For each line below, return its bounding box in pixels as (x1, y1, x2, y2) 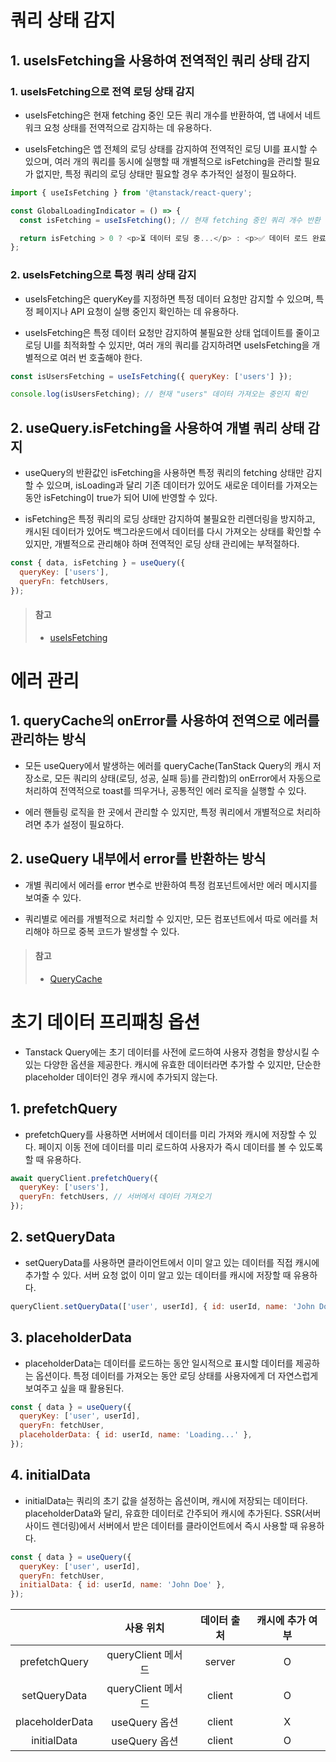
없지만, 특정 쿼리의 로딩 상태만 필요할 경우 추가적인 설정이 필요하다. (35, 167, 297, 180)
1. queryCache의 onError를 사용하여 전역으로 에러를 (10, 712, 320, 730)
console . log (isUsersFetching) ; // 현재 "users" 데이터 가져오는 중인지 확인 (10, 389, 308, 400)
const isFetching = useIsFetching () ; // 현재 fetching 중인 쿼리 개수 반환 (19, 215, 322, 225)
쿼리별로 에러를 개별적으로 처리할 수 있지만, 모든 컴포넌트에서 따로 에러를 (24, 912, 308, 925)
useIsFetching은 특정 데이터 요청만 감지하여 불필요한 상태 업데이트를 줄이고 (24, 326, 320, 338)
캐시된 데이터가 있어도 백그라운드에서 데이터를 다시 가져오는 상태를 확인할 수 (24, 526, 322, 538)
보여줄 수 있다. (24, 891, 82, 903)
